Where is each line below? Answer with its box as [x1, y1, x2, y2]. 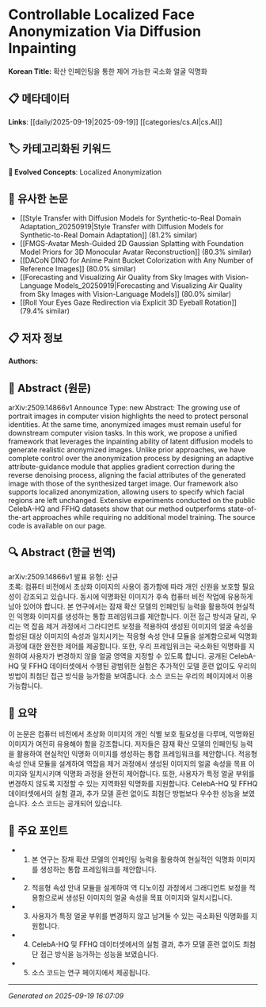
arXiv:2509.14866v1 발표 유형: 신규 [8, 571, 119, 581]
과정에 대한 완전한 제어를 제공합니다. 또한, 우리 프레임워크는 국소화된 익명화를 [8, 641, 247, 651]
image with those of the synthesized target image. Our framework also [8, 479, 239, 488]
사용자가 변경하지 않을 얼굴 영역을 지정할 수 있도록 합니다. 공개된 [28, 651, 228, 660]
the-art [8, 513, 32, 521]
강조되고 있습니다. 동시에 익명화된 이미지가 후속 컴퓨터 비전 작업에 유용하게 [22, 591, 253, 601]
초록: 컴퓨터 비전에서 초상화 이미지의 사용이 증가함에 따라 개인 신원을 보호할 [8, 582, 241, 591]
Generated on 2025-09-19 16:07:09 [8, 991, 124, 1001]
